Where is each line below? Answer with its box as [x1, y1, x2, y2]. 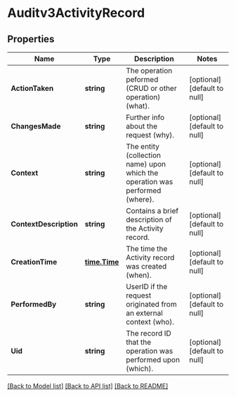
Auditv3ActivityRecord [7, 5, 145, 21]
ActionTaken [11, 83, 54, 93]
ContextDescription [11, 219, 79, 228]
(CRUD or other [126, 83, 177, 93]
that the [126, 337, 152, 347]
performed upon [126, 355, 181, 365]
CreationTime [11, 257, 58, 267]
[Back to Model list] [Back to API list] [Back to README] [7, 382, 169, 390]
